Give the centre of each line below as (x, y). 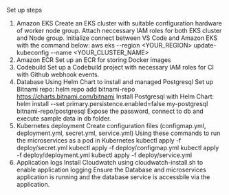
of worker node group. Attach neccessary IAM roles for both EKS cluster (119, 31)
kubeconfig (33, 52)
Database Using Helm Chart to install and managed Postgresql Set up (115, 82)
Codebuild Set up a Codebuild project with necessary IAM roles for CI (115, 67)
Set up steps (24, 10)
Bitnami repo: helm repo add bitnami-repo (76, 89)
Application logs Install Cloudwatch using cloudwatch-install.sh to (110, 162)
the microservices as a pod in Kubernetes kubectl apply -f (99, 140)
